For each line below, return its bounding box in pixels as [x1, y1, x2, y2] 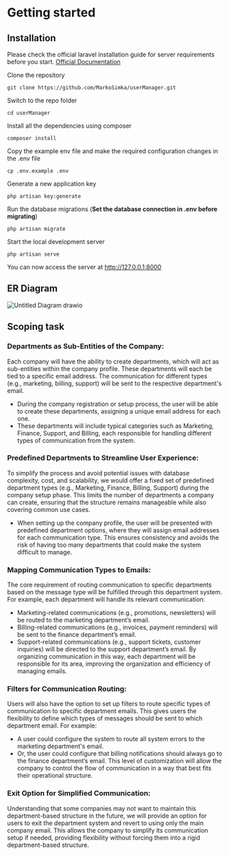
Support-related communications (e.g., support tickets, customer [16, 638, 201, 646]
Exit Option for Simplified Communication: [7, 789, 151, 798]
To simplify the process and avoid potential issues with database [7, 469, 190, 477]
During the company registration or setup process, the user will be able [16, 400, 219, 408]
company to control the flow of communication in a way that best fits [16, 764, 212, 772]
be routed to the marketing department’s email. [16, 616, 150, 624]
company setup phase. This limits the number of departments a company [7, 491, 215, 499]
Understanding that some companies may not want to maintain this [7, 804, 197, 812]
